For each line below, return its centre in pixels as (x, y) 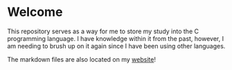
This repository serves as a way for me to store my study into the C (103, 31)
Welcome (35, 12)
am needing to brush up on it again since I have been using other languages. (116, 46)
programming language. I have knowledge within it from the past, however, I (115, 38)
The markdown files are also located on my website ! (81, 59)
